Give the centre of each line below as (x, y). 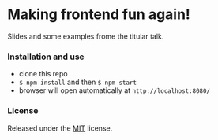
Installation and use (46, 57)
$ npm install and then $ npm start (78, 82)
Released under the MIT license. (60, 128)
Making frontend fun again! (99, 15)
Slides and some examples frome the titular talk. (86, 36)
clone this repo (43, 74)
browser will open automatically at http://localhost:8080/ (115, 90)
